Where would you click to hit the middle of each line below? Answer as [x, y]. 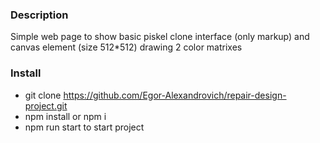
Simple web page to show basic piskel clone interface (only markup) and [160, 37]
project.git [46, 105]
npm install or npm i [65, 116]
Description [39, 15]
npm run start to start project [84, 127]
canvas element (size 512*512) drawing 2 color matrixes [126, 47]
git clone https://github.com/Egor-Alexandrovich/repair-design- [155, 95]
